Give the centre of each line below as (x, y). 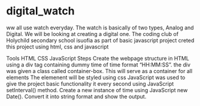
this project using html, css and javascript (57, 47)
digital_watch (40, 11)
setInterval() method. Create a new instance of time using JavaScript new (97, 90)
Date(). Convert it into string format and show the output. (76, 96)
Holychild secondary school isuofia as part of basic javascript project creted (100, 40)
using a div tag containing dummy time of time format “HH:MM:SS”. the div (98, 65)
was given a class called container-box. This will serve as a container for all (99, 71)
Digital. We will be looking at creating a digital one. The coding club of (92, 34)
